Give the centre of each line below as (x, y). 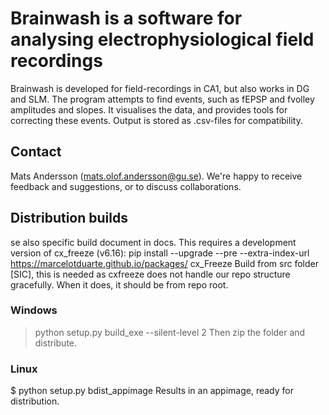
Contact (36, 152)
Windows (34, 310)
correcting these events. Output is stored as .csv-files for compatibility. (156, 120)
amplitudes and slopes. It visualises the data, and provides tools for (149, 109)
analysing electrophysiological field (162, 39)
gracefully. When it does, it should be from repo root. (119, 284)
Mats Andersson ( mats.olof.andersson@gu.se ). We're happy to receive (156, 176)
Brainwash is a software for (126, 18)
